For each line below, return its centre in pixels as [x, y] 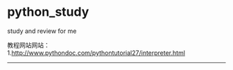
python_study [48, 12]
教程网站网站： [28, 45]
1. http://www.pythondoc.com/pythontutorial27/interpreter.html [96, 53]
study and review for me [42, 31]
